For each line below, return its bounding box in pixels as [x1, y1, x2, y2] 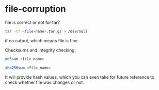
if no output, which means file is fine [5, 37, 78, 43]
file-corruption [5, 3, 66, 15]
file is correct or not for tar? [5, 19, 60, 25]
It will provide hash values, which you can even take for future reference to [5, 74, 155, 80]
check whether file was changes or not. [5, 79, 84, 85]
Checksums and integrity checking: [5, 47, 76, 53]
